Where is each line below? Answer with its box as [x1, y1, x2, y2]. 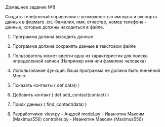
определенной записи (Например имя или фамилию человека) [12, 58, 146, 63]
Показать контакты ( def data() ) [12, 82, 80, 88]
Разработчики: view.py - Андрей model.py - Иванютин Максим [12, 111, 145, 117]
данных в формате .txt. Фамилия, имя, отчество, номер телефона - [5, 19, 147, 25]
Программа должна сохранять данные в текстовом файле [12, 43, 136, 49]
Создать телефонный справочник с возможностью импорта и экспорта [5, 14, 157, 19]
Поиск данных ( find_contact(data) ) [12, 101, 87, 107]
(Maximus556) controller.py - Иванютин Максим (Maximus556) [12, 116, 143, 122]
